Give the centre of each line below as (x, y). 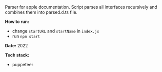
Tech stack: (17, 55)
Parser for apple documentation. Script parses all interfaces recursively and (81, 7)
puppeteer (22, 64)
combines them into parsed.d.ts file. (41, 12)
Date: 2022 (17, 45)
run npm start (26, 36)
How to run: (17, 22)
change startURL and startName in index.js (56, 31)
